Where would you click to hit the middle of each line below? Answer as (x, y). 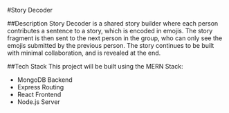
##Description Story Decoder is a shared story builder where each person (113, 23)
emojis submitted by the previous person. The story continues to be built (111, 45)
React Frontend (39, 94)
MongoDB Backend (45, 80)
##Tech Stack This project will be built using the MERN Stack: (95, 66)
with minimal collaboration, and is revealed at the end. (84, 53)
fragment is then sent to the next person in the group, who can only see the (115, 38)
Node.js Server (38, 102)
